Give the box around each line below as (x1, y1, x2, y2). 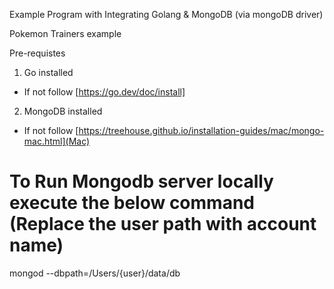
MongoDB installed (23, 105, 103, 117)
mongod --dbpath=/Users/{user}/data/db (9, 267, 181, 279)
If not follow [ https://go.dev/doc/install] (23, 86, 186, 98)
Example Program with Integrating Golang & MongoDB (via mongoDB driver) (9, 9, 324, 20)
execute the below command (9, 192, 255, 214)
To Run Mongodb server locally (9, 170, 274, 193)
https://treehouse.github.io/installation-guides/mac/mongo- (78, 125, 325, 136)
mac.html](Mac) (23, 135, 91, 147)
